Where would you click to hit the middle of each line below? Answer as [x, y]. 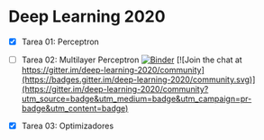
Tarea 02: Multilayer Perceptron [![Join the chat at [132, 60]
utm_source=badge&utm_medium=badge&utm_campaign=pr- [137, 99]
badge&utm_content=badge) [75, 108]
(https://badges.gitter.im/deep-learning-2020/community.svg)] [138, 79]
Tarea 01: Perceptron [60, 42]
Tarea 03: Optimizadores [68, 126]
